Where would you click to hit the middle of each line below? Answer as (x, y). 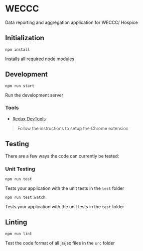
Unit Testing (20, 168)
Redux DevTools (29, 119)
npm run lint (19, 234)
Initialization (25, 38)
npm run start (20, 86)
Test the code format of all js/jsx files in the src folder (60, 243)
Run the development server (34, 95)
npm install (17, 49)
